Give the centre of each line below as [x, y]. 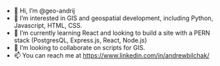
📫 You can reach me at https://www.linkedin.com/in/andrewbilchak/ [111, 55]
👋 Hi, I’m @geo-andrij [44, 11]
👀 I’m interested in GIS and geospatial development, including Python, [113, 18]
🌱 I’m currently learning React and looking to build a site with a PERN [112, 33]
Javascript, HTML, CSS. [48, 25]
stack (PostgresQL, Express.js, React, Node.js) [80, 40]
